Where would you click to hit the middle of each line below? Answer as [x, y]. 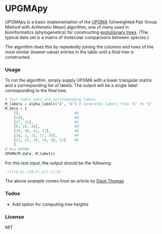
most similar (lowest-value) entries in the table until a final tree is [70, 52]
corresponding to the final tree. [36, 91]
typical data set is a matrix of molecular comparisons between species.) [77, 37]
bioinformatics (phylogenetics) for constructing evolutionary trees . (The [77, 32]
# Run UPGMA [17, 149]
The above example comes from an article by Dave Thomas [65, 181]
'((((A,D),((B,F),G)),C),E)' [34, 172]
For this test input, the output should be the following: [58, 163]
